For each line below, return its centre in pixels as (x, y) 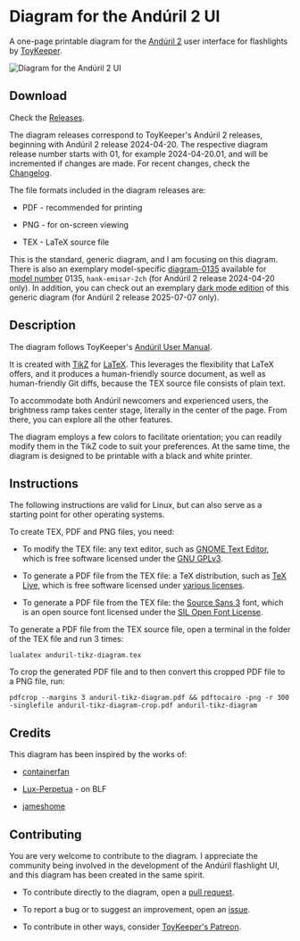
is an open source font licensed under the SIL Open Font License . (142, 612)
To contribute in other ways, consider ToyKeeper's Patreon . (132, 927)
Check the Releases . (47, 117)
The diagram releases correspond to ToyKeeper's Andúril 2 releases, (136, 135)
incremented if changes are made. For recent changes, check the (129, 163)
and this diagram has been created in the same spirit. (107, 875)
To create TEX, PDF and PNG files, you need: (92, 532)
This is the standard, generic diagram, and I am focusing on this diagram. (144, 259)
